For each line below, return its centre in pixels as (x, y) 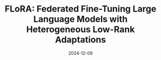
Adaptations (80, 40)
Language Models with (80, 19)
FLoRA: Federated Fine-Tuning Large (80, 9)
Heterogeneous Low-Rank (80, 30)
